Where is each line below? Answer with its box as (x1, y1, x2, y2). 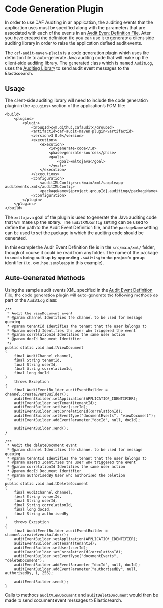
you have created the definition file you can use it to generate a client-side (5, 35, 154, 41)
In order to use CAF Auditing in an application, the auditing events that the (5, 19, 153, 25)
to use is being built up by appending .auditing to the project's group (5, 255, 145, 260)
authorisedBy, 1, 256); (5, 571, 54, 575)
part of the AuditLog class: (5, 297, 58, 303)
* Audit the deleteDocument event (7, 443, 77, 448)
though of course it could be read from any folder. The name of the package (5, 249, 158, 255)
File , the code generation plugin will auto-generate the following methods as (5, 292, 158, 298)
